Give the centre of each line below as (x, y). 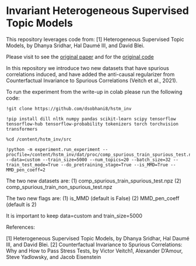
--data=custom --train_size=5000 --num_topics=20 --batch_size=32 (88, 160)
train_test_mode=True (32, 164)
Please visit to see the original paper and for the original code (80, 57)
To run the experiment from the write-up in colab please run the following (94, 92)
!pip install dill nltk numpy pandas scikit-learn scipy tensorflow (91, 119)
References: (20, 227)
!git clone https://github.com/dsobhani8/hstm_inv (69, 108)
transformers (22, 129)
